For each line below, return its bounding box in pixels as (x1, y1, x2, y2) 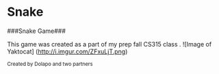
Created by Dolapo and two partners (7, 60, 93, 67)
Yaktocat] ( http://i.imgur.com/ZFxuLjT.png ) (7, 47, 128, 56)
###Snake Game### (7, 27, 66, 35)
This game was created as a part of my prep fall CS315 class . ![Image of (7, 40, 212, 48)
